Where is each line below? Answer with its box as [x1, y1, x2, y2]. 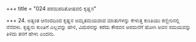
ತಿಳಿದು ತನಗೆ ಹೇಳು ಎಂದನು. [6, 30, 55, 37]
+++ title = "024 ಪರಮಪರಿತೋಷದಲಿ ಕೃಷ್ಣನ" [6, 5, 97, 12]
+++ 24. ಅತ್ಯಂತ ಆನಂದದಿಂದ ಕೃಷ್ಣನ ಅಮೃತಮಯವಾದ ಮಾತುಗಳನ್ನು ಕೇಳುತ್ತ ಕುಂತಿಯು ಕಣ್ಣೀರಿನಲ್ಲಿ [6, 17, 180, 24]
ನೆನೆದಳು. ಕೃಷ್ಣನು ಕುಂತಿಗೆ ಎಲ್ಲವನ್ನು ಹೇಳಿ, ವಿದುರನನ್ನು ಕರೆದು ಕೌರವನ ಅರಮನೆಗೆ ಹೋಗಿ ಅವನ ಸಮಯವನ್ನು [6, 24, 191, 30]
